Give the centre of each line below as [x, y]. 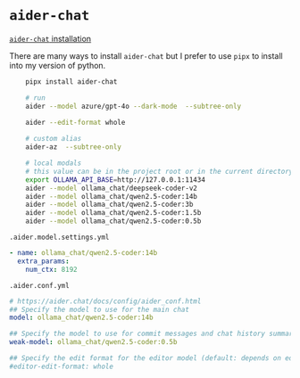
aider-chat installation [50, 38]
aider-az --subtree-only [74, 147]
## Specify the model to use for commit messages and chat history [137, 334]
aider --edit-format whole [75, 123]
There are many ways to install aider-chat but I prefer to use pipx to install [146, 55]
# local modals [54, 163]
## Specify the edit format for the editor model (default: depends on [145, 358]
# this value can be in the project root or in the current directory [159, 171]
